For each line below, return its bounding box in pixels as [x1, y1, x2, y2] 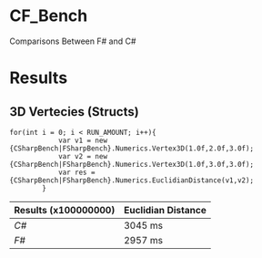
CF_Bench [9, 5, 88, 26]
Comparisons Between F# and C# [9, 36, 136, 46]
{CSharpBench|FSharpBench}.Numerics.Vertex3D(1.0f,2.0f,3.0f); [9, 143, 255, 153]
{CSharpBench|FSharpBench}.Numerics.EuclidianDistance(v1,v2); [9, 175, 255, 185]
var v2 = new [57, 151, 107, 160]
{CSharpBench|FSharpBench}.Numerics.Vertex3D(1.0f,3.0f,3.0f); [9, 160, 255, 169]
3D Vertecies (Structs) [9, 104, 139, 119]
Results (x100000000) [14, 203, 116, 216]
